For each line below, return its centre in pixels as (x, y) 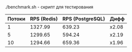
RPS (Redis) (44, 19)
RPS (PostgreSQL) (84, 19)
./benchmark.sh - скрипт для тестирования (49, 7)
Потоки (16, 19)
